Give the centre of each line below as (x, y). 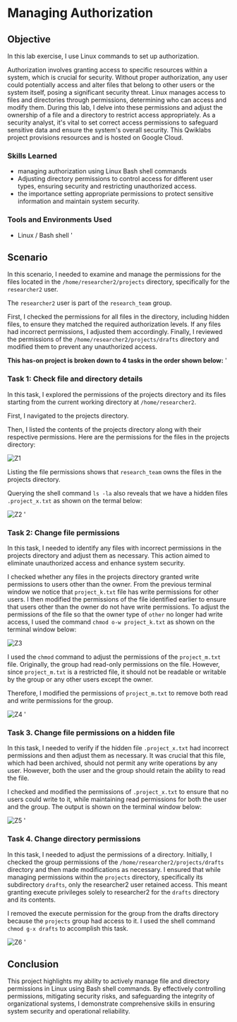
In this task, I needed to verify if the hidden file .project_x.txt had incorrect (118, 748)
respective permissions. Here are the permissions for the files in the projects (119, 437)
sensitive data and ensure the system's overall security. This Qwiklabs (109, 130)
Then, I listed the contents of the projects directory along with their (104, 429)
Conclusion (33, 964)
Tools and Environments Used (60, 219)
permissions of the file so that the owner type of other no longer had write (115, 614)
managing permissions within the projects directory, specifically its (105, 877)
